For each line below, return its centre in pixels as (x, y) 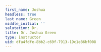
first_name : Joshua (25, 10)
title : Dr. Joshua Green (31, 33)
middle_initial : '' (25, 24)
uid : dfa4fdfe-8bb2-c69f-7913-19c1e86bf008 (51, 42)
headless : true (21, 14)
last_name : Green (23, 19)
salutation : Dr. (22, 28)
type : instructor (23, 38)
